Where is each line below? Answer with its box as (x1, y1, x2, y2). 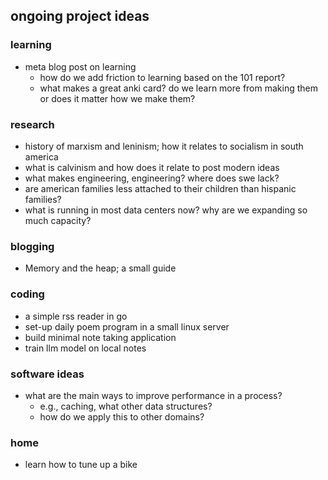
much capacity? (24, 214, 92, 226)
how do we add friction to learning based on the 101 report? (39, 71, 286, 83)
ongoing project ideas (10, 8, 150, 25)
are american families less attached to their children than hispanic (24, 182, 297, 194)
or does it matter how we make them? (39, 92, 196, 104)
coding (10, 287, 45, 301)
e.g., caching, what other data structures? (39, 400, 213, 412)
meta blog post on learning (24, 60, 137, 73)
